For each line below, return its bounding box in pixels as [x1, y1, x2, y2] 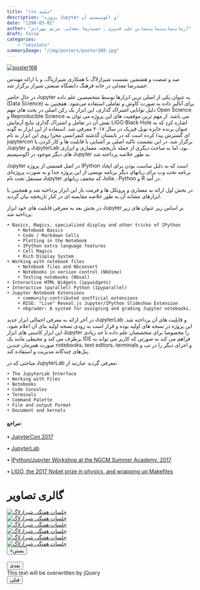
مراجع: [7, 420, 22, 427]
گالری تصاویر [7, 489, 64, 502]
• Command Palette [7, 397, 53, 403]
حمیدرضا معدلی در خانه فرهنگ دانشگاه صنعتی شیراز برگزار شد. [7, 82, 149, 89]
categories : [7, 36, 36, 42]
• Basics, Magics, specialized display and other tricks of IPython [7, 222, 181, 228]
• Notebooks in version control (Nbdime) [17, 269, 122, 275]
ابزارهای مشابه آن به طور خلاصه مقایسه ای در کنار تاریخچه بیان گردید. [7, 192, 162, 200]
